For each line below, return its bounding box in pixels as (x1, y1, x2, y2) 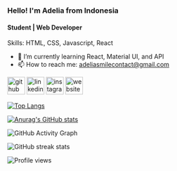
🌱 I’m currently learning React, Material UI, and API (17, 52, 164, 61)
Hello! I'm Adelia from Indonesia (7, 6, 119, 15)
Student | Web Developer (7, 23, 83, 32)
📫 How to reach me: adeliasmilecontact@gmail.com (17, 61, 170, 69)
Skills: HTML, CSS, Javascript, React (7, 39, 114, 47)
